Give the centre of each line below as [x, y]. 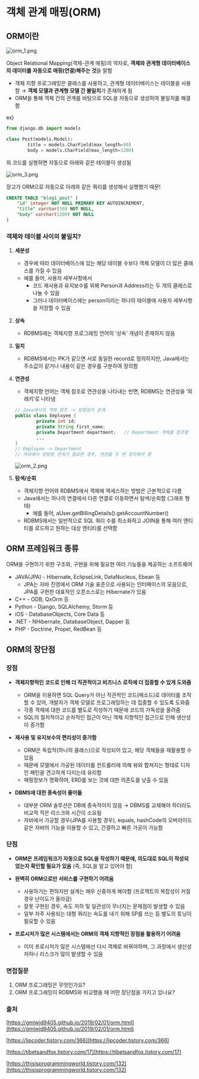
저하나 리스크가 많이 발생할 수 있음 [63, 954]
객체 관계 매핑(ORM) [53, 12]
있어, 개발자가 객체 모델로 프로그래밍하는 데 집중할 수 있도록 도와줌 [113, 702]
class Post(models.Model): [40, 139]
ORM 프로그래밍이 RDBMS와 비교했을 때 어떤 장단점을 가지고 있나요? [95, 993]
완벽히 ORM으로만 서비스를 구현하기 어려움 [64, 878]
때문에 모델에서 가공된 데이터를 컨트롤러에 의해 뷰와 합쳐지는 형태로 [101, 765]
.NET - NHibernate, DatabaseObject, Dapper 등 [72, 621]
